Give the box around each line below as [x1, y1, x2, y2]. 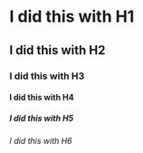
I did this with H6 [9, 136, 72, 147]
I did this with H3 [9, 70, 85, 82]
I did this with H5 [9, 112, 74, 123]
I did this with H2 [9, 43, 106, 58]
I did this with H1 [9, 6, 135, 27]
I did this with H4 [9, 92, 74, 103]
